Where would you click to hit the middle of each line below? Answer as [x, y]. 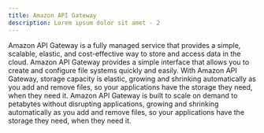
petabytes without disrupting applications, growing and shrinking [113, 104]
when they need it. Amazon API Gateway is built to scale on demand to [123, 95]
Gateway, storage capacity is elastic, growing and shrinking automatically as [132, 79]
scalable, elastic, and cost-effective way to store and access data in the [125, 54]
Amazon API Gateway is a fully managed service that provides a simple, [125, 45]
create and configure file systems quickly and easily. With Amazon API [123, 70]
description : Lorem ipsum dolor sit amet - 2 [84, 23]
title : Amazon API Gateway [52, 15]
